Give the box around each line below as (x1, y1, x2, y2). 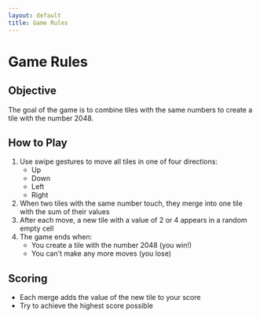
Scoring (8, 272, 48, 285)
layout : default (8, 11, 61, 20)
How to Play (8, 135, 68, 150)
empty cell (19, 224, 54, 233)
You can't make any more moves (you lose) (31, 249, 171, 258)
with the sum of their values (19, 207, 110, 216)
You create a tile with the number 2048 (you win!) (31, 241, 192, 250)
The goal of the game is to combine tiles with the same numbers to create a (8, 105, 253, 114)
